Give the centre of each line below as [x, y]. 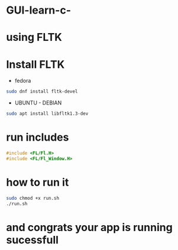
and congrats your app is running [89, 227]
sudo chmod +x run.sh [33, 198]
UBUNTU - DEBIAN [38, 103]
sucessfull [33, 240]
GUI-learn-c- [38, 10]
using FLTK [34, 38]
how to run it [38, 182]
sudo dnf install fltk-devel [42, 92]
